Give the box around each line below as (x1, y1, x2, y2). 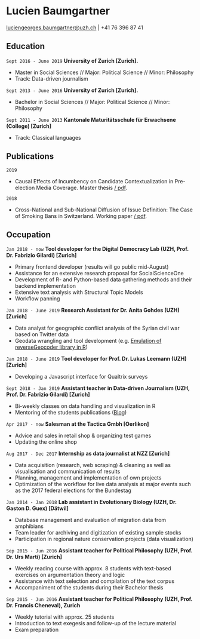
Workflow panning (14, 295, 60, 302)
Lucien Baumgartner (6, 4, 110, 18)
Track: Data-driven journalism (14, 75, 88, 82)
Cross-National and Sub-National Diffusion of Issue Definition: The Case (14, 206, 193, 213)
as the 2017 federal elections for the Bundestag (14, 487, 131, 494)
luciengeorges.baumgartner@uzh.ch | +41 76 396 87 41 (6, 24, 143, 31)
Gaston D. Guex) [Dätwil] (6, 505, 69, 512)
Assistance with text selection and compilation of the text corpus (14, 577, 175, 585)
